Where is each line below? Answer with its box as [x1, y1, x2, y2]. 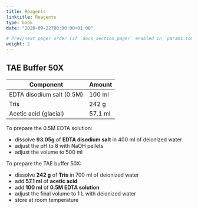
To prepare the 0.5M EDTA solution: [6, 124, 93, 131]
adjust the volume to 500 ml [14, 148, 83, 155]
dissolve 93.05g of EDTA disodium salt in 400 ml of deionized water [14, 136, 183, 143]
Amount [89, 80, 113, 88]
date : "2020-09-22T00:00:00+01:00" [6, 25, 94, 31]
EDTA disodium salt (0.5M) [9, 90, 84, 98]
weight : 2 [6, 41, 31, 47]
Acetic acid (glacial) [9, 110, 65, 118]
